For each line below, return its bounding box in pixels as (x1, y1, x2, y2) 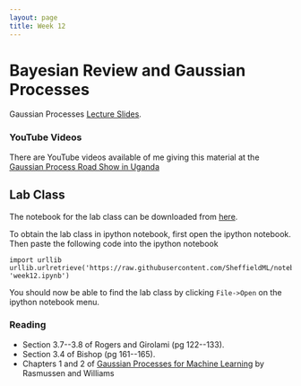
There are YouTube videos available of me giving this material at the (9, 152, 260, 162)
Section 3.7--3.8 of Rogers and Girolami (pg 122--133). (21, 338, 225, 350)
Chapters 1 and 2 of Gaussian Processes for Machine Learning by (21, 358, 264, 369)
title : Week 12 (9, 22, 66, 31)
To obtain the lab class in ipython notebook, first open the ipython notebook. (9, 228, 291, 239)
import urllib (9, 255, 63, 265)
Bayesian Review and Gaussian (9, 60, 246, 81)
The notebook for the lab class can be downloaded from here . (9, 211, 238, 222)
